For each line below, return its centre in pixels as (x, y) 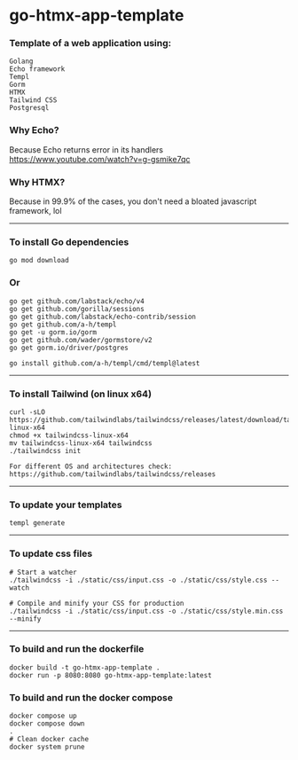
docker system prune (47, 747)
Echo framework (37, 69)
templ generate (37, 523)
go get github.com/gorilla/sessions (77, 309)
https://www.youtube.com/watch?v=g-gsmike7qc (100, 159)
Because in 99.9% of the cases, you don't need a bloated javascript (133, 201)
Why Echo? (34, 130)
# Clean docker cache (49, 740)
